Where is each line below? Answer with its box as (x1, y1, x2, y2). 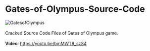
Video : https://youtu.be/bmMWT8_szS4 (5, 40, 87, 46)
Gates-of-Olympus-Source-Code (5, 3, 145, 15)
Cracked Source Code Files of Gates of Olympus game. (5, 30, 118, 36)
